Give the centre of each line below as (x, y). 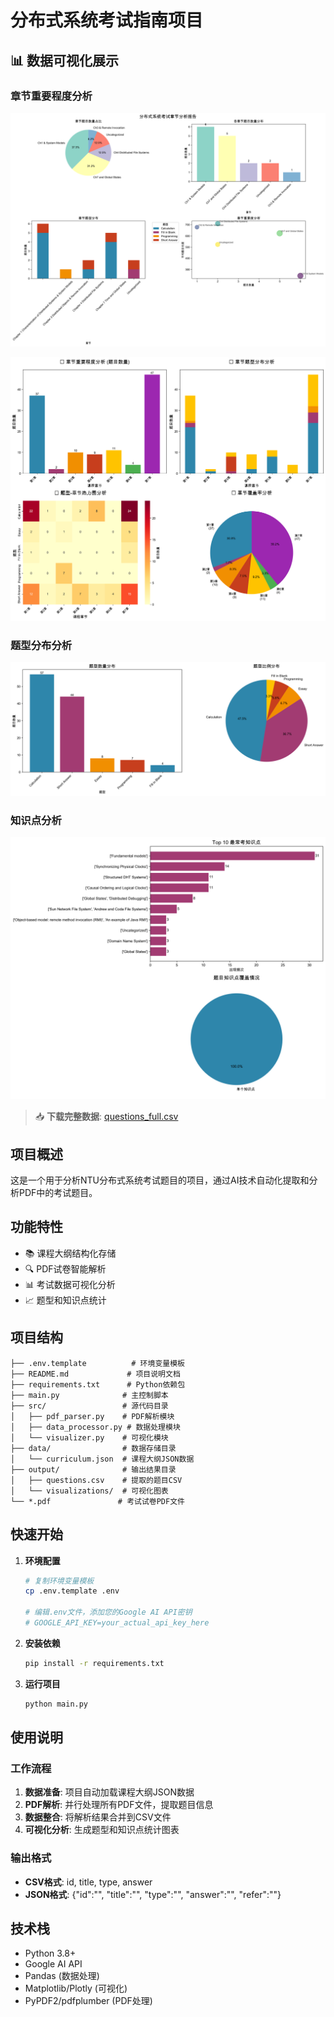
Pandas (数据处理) (62, 1976)
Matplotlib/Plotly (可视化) (76, 1988)
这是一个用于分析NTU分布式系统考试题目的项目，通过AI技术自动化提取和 (160, 1180)
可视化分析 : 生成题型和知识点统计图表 (102, 1830)
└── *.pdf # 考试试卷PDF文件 (97, 1501)
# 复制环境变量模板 (59, 1581)
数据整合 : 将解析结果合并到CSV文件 (98, 1817)
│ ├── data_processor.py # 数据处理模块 (95, 1427)
